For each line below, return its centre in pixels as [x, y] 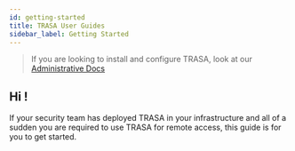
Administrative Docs [68, 68]
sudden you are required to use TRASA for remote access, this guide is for [145, 127]
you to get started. [43, 137]
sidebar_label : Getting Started [69, 34]
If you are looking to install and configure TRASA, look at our [142, 60]
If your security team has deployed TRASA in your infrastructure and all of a [148, 118]
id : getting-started [48, 17]
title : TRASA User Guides [57, 26]
